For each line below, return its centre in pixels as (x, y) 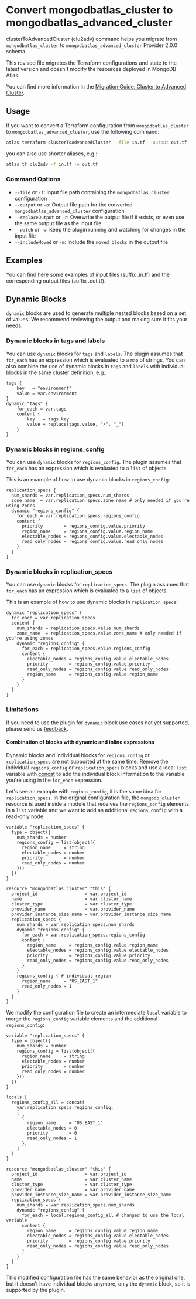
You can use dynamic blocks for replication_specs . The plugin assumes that (98, 585)
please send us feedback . (37, 728)
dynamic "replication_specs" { (44, 613)
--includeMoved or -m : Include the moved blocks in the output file (91, 242)
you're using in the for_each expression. (54, 780)
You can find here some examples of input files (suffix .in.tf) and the (88, 274)
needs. (14, 325)
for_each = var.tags (42, 409)
